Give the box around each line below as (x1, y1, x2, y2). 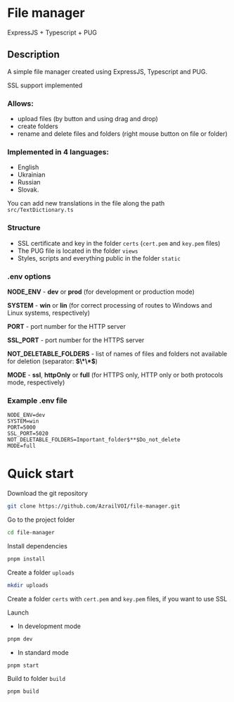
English (17, 163, 39, 172)
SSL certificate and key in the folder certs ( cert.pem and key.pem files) (17, 239, 221, 247)
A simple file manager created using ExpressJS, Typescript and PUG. (7, 67, 208, 75)
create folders (17, 122, 58, 131)
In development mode (17, 622, 81, 630)
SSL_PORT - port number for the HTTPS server (7, 336, 145, 344)
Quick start (7, 466, 74, 482)
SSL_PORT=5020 (7, 430, 49, 437)
